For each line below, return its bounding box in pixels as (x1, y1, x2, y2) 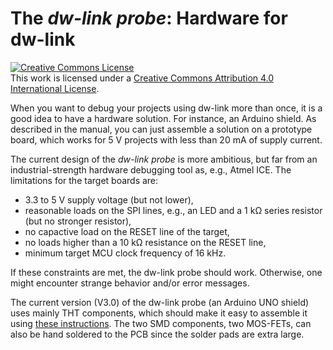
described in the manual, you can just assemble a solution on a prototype (10, 123, 313, 135)
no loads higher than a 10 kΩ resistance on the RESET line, (24, 236, 267, 248)
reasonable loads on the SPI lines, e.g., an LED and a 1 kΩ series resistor (24, 204, 323, 216)
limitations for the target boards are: (10, 174, 159, 186)
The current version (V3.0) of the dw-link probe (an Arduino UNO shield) (10, 296, 310, 308)
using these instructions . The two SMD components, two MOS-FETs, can (10, 317, 312, 329)
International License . (10, 82, 100, 94)
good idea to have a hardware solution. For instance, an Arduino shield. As (10, 112, 317, 124)
